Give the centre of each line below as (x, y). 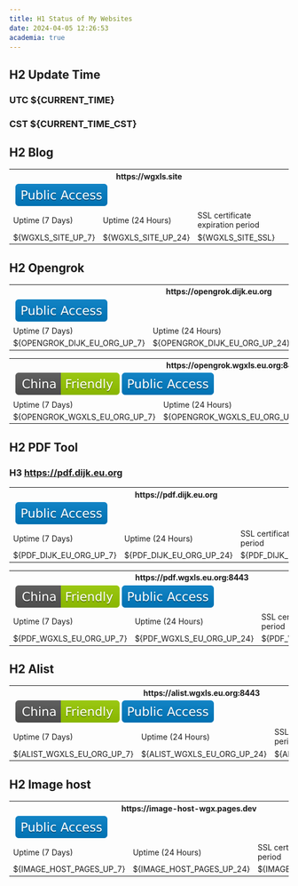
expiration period (228, 225)
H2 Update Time (55, 74)
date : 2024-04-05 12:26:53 (59, 28)
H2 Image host (50, 784)
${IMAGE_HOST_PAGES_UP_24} (191, 869)
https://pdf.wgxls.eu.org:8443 (192, 578)
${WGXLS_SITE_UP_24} (146, 237)
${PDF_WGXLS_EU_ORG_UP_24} (194, 639)
